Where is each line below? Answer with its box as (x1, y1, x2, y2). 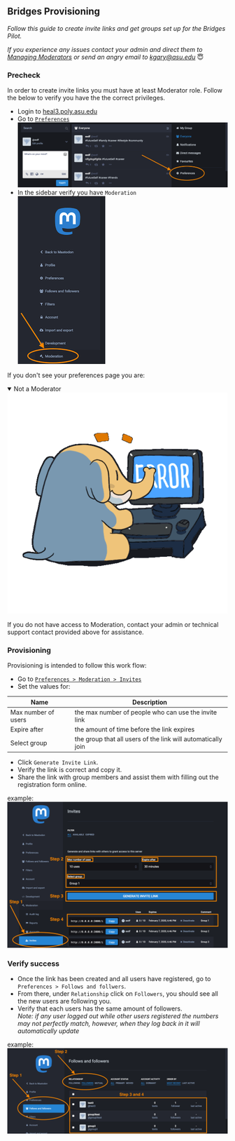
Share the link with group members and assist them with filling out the (17, 773, 219, 781)
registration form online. (17, 780, 87, 788)
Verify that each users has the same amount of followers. (17, 1004, 183, 1013)
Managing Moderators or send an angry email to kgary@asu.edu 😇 (7, 53, 204, 61)
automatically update (17, 1027, 80, 1035)
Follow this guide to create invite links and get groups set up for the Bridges (7, 24, 226, 32)
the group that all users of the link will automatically (74, 735, 222, 743)
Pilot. (7, 32, 22, 40)
